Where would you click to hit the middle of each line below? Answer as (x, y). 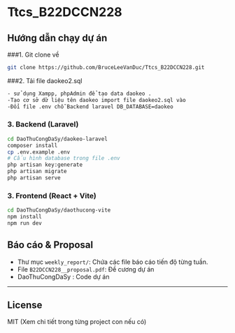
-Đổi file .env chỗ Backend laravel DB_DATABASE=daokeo (90, 106)
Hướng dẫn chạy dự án (57, 38)
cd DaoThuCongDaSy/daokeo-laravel (58, 139)
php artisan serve (34, 178)
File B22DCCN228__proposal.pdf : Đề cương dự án (86, 269)
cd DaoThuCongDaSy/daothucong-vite (59, 210)
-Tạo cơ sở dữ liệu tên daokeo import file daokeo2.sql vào (97, 100)
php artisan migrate (37, 172)
